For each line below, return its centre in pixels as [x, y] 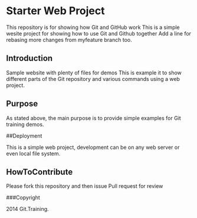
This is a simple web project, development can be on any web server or [93, 147]
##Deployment [24, 136]
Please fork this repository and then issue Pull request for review [85, 186]
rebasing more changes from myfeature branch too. [69, 40]
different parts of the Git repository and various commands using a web [93, 79]
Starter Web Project [55, 11]
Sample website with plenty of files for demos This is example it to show [94, 73]
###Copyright [23, 198]
